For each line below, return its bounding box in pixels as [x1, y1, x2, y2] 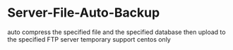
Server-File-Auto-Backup [7, 5, 160, 21]
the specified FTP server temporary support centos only [7, 35, 171, 43]
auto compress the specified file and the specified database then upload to [7, 28, 226, 36]
